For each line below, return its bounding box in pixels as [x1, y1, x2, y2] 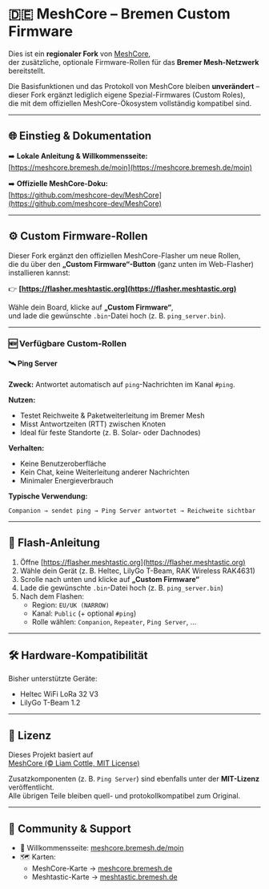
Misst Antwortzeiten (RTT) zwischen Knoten [19, 418, 167, 429]
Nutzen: [8, 394, 36, 405]
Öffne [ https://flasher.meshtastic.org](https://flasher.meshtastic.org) [19, 557, 246, 567]
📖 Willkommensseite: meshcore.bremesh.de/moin [19, 843, 184, 852]
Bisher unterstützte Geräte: [8, 674, 98, 684]
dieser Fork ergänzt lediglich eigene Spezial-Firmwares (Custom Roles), [8, 90, 246, 99]
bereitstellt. [8, 66, 46, 75]
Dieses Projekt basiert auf [8, 750, 94, 760]
